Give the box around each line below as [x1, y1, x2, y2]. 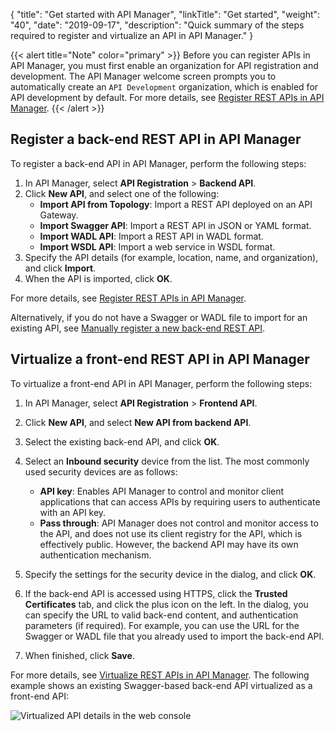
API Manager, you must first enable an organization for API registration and [10, 60, 319, 71]
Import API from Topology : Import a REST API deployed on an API [39, 198, 313, 210]
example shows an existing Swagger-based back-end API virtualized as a [10, 679, 313, 691]
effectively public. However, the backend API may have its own [39, 538, 299, 550]
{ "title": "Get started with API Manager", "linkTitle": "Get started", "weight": [10, 9, 321, 20]
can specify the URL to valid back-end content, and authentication [24, 609, 299, 621]
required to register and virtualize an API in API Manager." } [10, 30, 254, 41]
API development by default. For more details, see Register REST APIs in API [10, 92, 325, 103]
